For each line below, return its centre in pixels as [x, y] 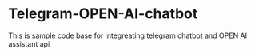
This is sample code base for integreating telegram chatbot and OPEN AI [128, 35]
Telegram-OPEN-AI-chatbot [103, 14]
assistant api [29, 43]
